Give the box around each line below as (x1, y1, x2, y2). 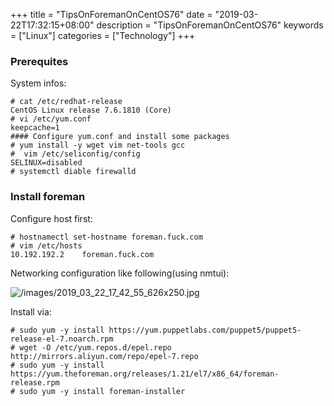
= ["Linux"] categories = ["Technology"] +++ (10, 30, 196, 41)
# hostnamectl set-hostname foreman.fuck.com (10, 232, 203, 242)
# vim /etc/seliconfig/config (10, 149, 141, 159)
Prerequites (10, 54, 69, 68)
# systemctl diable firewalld (10, 167, 137, 177)
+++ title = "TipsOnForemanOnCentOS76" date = (10, 9, 213, 20)
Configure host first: (10, 212, 93, 224)
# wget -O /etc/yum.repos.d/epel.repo (10, 342, 172, 353)
